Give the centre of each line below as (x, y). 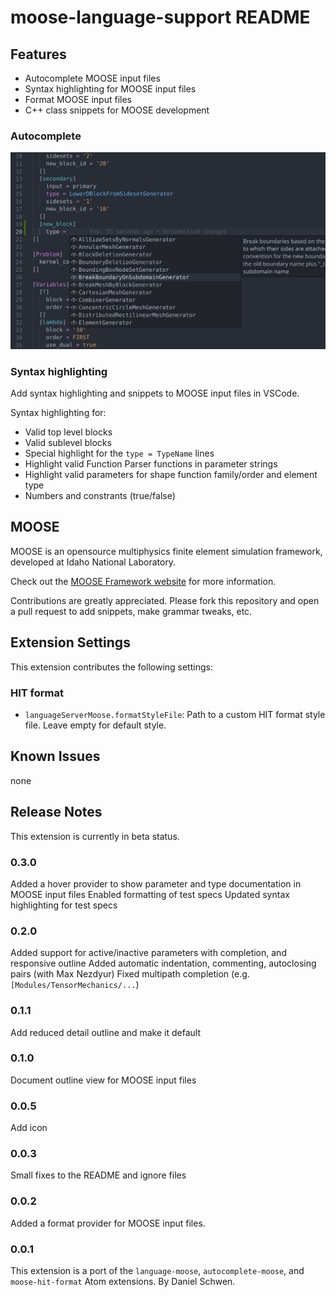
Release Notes (56, 812)
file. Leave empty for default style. (95, 725)
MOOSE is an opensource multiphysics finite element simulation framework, (166, 551)
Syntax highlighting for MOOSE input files (110, 89)
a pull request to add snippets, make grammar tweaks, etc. (131, 611)
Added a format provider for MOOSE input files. (108, 1223)
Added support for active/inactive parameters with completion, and (148, 953)
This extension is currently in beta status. (95, 836)
